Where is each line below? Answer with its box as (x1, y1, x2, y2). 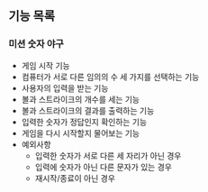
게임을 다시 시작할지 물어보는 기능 (21, 127, 140, 138)
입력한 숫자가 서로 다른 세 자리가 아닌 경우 (34, 150, 182, 160)
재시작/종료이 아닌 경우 (34, 172, 116, 183)
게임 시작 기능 (21, 59, 70, 70)
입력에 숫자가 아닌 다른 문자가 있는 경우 (34, 161, 173, 172)
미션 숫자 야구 (8, 38, 65, 50)
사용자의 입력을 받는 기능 (21, 82, 109, 93)
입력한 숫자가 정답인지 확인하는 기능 (21, 116, 148, 127)
